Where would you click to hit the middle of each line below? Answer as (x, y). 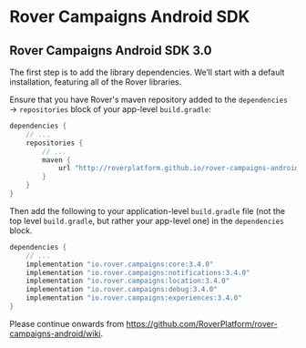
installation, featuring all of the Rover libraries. (96, 82)
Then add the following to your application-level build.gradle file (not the (148, 210)
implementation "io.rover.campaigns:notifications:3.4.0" (138, 272)
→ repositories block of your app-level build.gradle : (110, 109)
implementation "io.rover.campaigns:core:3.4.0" (120, 264)
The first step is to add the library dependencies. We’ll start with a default (147, 72)
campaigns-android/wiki (55, 333)
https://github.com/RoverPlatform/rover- (202, 323)
